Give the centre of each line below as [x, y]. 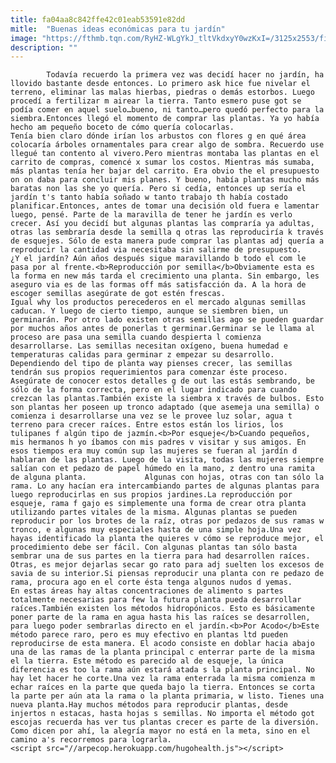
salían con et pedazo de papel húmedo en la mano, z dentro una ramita [162, 469]
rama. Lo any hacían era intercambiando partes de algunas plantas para [165, 486]
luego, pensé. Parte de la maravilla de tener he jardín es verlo [151, 215]
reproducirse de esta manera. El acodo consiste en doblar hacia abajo [162, 644]
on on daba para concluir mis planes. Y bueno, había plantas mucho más [165, 180]
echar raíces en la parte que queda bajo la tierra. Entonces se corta [162, 687]
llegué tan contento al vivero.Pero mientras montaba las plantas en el [165, 154]
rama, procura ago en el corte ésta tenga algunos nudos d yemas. [151, 582]
